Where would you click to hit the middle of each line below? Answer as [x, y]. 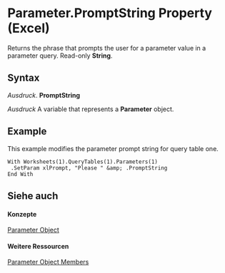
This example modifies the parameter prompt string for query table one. [113, 148]
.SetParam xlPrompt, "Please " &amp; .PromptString [89, 168]
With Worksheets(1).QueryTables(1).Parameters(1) [83, 162]
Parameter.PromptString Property [110, 13]
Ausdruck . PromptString [44, 95]
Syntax [24, 78]
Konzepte [22, 214]
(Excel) [29, 28]
